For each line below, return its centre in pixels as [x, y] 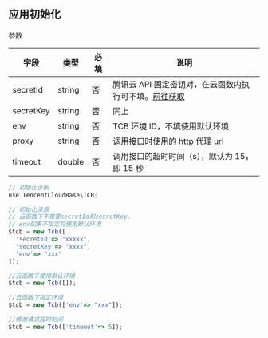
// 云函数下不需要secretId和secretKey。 [71, 217]
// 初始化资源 [29, 209]
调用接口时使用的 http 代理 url [168, 141]
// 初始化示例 [29, 187]
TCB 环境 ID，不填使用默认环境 [171, 126]
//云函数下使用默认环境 [42, 276]
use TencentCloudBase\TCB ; [53, 195]
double [71, 161]
